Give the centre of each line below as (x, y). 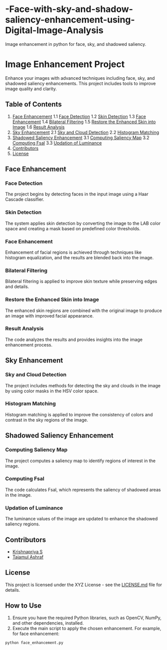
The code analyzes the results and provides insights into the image (74, 339)
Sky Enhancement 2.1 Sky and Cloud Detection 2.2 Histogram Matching (86, 132)
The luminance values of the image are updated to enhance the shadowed (82, 519)
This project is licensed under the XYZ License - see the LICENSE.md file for (84, 585)
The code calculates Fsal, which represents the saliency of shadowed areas (83, 489)
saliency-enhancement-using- (70, 20)
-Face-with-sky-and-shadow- (69, 9)
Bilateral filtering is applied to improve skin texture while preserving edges (81, 281)
